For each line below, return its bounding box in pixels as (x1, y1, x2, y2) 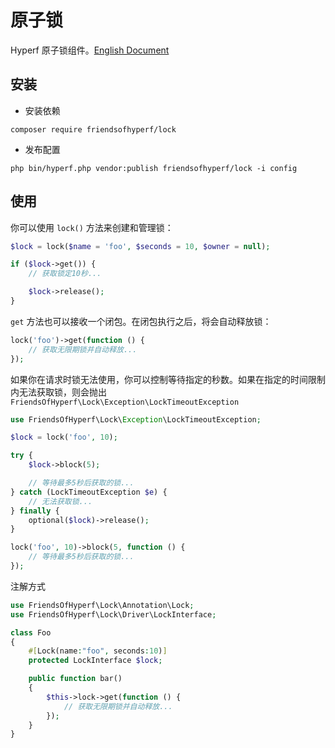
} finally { (10, 506, 60, 516)
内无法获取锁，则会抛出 (10, 386, 107, 398)
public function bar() (28, 674, 123, 684)
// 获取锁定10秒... (28, 269, 102, 279)
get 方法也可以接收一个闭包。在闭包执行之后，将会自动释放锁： (10, 315, 272, 327)
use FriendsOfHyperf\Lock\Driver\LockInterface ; (10, 609, 217, 620)
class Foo (10, 627, 52, 638)
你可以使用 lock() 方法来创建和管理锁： (10, 221, 174, 233)
